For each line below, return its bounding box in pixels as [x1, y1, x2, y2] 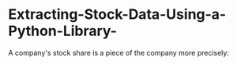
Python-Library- [8, 22, 117, 40]
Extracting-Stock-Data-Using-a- [8, 5, 227, 23]
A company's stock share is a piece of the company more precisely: [8, 48, 229, 57]
